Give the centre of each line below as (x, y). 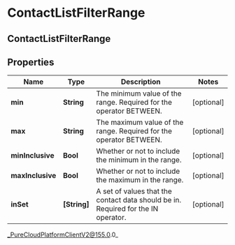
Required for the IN (127, 209)
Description (141, 82)
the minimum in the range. (139, 160)
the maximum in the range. (140, 180)
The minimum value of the (139, 94)
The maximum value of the (140, 122)
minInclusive (33, 156)
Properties (31, 62)
